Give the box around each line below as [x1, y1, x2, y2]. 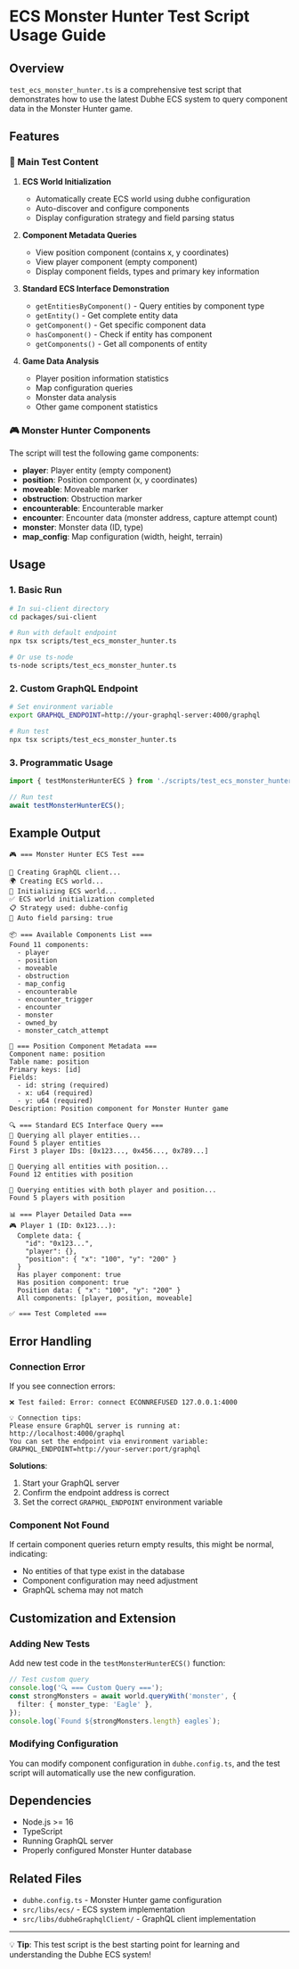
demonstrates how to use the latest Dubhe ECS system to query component [9, 94, 288, 104]
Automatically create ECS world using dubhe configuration [35, 194, 251, 204]
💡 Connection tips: [9, 1413, 83, 1423]
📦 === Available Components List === [9, 930, 153, 940]
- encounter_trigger [17, 995, 93, 1004]
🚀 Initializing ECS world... [9, 887, 117, 896]
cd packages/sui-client [9, 613, 98, 622]
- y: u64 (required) [17, 1097, 93, 1106]
